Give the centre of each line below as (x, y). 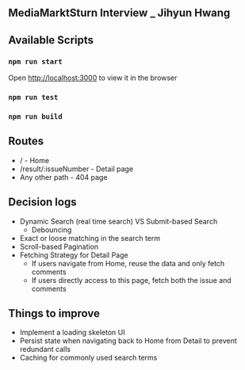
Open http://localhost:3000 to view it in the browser (93, 78)
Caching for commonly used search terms (88, 358)
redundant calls (45, 349)
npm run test (33, 97)
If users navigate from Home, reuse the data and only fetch (128, 263)
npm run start (35, 61)
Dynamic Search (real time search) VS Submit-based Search (119, 221)
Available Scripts (51, 40)
